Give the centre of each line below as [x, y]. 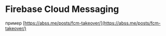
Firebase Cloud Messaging [62, 9]
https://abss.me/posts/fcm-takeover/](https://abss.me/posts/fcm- [93, 23]
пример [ [15, 23]
